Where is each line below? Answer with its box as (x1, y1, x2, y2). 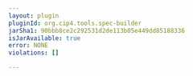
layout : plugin (8, 11, 60, 20)
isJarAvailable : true (8, 34, 81, 42)
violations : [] (8, 49, 60, 57)
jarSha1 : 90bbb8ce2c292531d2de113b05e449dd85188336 (8, 26, 185, 34)
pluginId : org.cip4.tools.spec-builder (8, 19, 142, 27)
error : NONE (8, 42, 48, 50)
